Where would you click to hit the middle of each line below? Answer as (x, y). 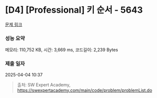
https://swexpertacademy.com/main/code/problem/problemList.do (85, 90)
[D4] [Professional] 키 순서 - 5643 (74, 10)
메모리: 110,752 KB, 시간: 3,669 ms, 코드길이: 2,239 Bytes (62, 50)
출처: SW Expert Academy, (44, 85)
